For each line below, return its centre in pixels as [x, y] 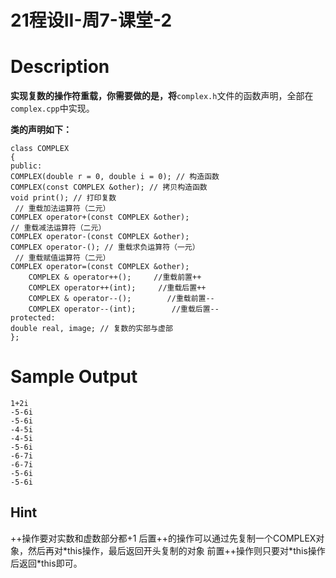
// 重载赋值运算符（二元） [62, 258]
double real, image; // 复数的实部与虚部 [91, 329]
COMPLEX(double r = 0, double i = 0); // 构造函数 [115, 177]
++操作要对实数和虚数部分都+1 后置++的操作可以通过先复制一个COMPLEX [163, 538]
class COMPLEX [40, 149]
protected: [33, 318]
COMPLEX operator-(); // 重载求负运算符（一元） [105, 247]
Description [60, 67]
